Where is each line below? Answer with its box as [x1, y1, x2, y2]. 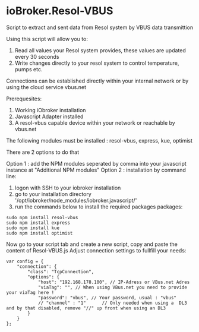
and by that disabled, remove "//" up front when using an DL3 [6, 305, 166, 311]
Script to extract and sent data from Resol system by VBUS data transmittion [6, 24, 194, 31]
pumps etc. [14, 65, 43, 72]
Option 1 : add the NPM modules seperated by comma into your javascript [6, 160, 187, 167]
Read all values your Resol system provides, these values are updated [14, 46, 186, 54]
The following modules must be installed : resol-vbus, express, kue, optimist [6, 137, 193, 144]
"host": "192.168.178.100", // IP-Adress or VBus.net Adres [37, 279, 190, 285]
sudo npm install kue [6, 225, 60, 231]
